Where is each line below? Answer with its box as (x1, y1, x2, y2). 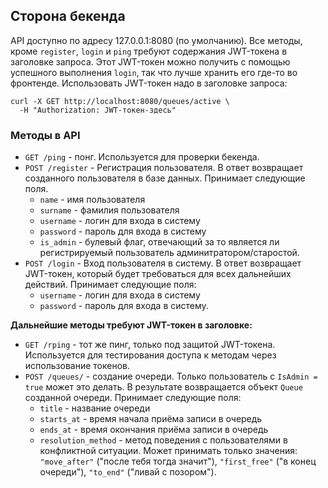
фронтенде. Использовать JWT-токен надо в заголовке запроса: (10, 77, 288, 89)
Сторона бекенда (10, 8, 126, 25)
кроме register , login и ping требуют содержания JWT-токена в (10, 45, 288, 57)
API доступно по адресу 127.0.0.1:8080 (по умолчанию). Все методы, (10, 34, 303, 46)
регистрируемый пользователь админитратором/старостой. (39, 247, 300, 259)
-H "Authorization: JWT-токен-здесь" (19, 105, 177, 115)
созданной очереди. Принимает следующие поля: (24, 392, 242, 404)
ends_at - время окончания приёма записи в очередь (39, 424, 269, 436)
